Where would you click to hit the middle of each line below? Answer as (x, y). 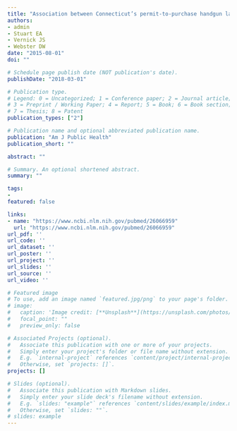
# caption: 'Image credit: (50, 312)
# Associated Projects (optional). (60, 338)
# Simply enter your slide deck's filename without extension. (105, 397)
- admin (19, 27)
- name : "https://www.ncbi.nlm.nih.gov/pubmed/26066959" (93, 221)
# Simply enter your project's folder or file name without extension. (118, 351)
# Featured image (33, 293)
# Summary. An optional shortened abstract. (74, 169)
